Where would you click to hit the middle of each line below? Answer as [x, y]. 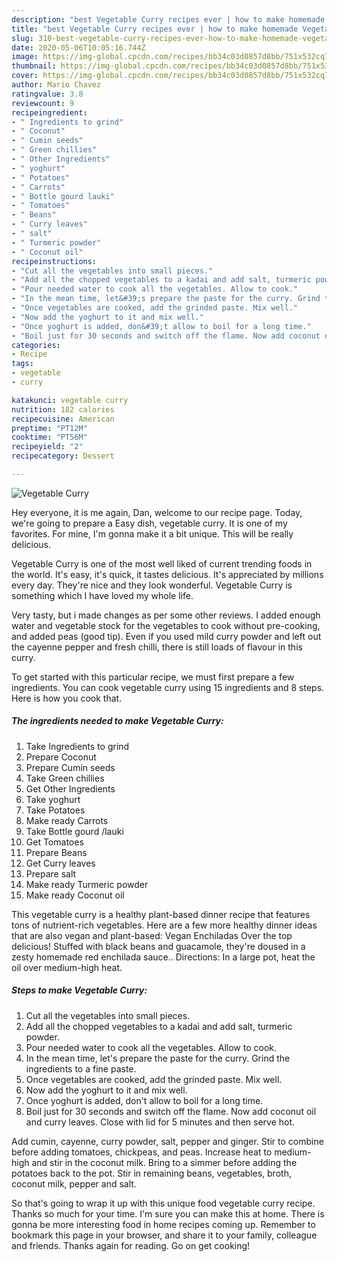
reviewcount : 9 [43, 103]
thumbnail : [34, 66]
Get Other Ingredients [70, 788]
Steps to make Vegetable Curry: [79, 990]
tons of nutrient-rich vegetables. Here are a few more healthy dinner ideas [164, 925]
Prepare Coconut [61, 757]
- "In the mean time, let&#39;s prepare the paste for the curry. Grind [166, 299]
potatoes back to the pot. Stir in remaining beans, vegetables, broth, [151, 1173]
